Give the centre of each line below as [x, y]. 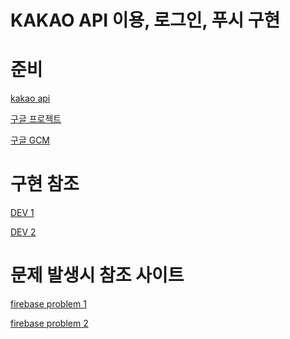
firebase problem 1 [48, 304]
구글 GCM [30, 140]
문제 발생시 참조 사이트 [97, 275]
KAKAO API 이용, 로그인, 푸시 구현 [145, 20]
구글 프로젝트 [36, 119]
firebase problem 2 [49, 323]
